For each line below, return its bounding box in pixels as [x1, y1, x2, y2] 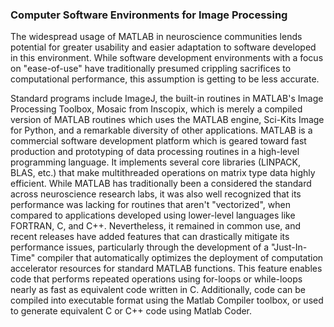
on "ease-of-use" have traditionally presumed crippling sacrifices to [10, 63, 292, 75]
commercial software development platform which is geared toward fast [10, 135, 307, 147]
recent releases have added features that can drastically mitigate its [10, 231, 290, 243]
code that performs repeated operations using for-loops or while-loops [10, 273, 303, 285]
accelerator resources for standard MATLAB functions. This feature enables [10, 263, 323, 275]
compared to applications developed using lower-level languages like [10, 209, 296, 222]
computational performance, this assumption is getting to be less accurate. [10, 73, 320, 85]
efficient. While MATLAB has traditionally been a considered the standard [10, 178, 312, 190]
